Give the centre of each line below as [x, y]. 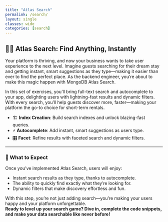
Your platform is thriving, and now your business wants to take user [74, 60]
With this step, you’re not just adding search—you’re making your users [79, 198]
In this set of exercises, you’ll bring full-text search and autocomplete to [79, 91]
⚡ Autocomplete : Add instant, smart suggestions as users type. [78, 130]
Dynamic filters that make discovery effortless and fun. [69, 188]
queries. [21, 124]
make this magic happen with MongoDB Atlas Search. [60, 82]
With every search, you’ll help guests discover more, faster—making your [81, 102]
